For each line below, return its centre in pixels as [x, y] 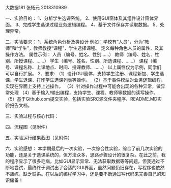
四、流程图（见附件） [27, 127]
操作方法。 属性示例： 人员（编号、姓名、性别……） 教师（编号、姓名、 [80, 54]
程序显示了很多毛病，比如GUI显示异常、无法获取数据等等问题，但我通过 [85, 161]
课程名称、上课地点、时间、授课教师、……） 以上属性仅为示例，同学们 [88, 67]
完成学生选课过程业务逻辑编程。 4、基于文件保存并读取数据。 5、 [91, 25]
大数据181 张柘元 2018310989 [36, 7]
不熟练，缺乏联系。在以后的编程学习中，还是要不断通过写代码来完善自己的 [83, 174]
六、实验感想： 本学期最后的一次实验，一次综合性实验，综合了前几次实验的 [84, 148]
